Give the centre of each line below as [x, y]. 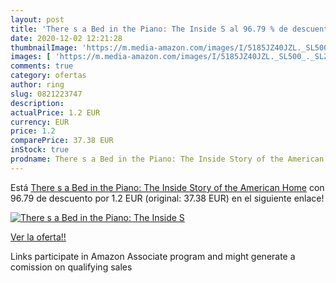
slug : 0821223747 [46, 94]
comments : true [42, 66]
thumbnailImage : [44, 47]
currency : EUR [40, 122]
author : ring [37, 85]
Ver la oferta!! [38, 237]
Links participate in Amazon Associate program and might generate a [153, 256]
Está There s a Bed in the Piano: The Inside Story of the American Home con [167, 187]
